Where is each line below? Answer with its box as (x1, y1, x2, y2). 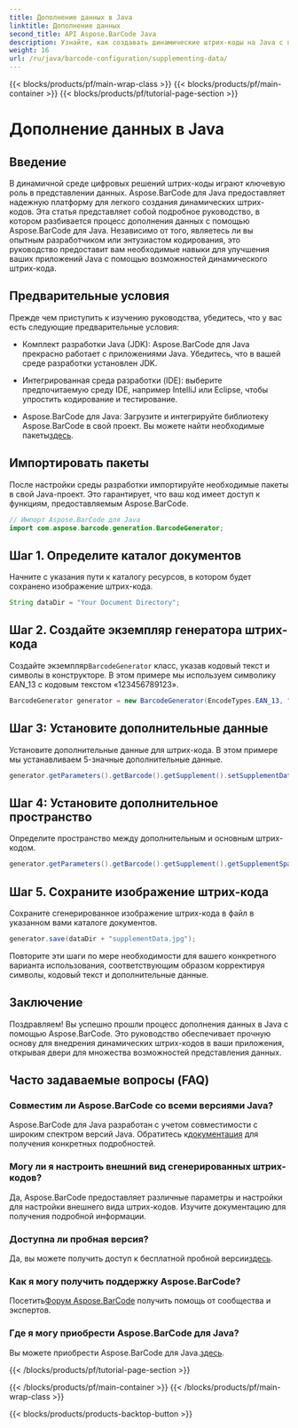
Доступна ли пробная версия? (9, 1233, 149, 1245)
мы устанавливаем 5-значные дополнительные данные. (9, 754, 223, 765)
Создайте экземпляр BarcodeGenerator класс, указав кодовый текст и (9, 660, 271, 670)
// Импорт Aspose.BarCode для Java (9, 515, 141, 524)
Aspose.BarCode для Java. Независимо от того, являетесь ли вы (9, 226, 254, 235)
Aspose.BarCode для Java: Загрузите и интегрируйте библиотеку (21, 410, 269, 422)
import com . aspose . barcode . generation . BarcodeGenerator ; (9, 523, 224, 533)
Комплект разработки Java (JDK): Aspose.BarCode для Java (21, 338, 250, 349)
